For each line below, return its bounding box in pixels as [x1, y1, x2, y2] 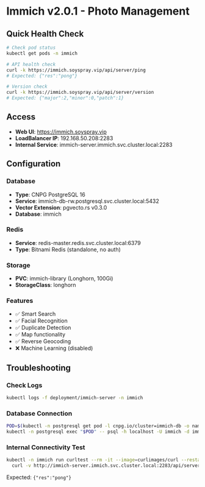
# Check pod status [6, 44, 56, 51]
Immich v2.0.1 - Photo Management [6, 4, 190, 18]
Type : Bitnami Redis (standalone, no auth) [15, 246, 121, 253]
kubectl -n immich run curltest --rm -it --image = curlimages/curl [6, 457, 179, 463]
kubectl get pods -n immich [6, 50, 78, 56]
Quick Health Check [6, 29, 84, 39]
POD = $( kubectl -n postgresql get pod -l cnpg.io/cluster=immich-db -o [6, 423, 190, 429]
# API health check [6, 61, 56, 68]
